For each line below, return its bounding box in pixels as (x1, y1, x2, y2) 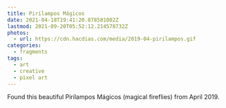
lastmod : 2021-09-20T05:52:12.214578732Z (7, 23, 129, 30)
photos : (7, 29, 30, 36)
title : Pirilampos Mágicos (7, 10, 85, 17)
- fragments (13, 49, 48, 56)
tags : (7, 55, 23, 62)
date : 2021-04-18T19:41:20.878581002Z (7, 17, 119, 23)
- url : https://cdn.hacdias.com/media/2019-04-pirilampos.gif (13, 36, 196, 43)
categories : (7, 42, 41, 49)
